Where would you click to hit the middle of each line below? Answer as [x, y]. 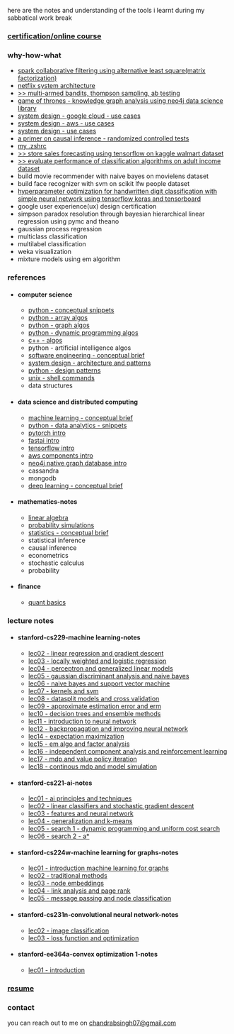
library [27, 109]
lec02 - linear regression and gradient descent [96, 654]
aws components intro [61, 455]
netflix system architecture [56, 86]
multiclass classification [52, 236]
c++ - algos [45, 341]
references [27, 277]
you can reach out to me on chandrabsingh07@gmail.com [92, 1023]
